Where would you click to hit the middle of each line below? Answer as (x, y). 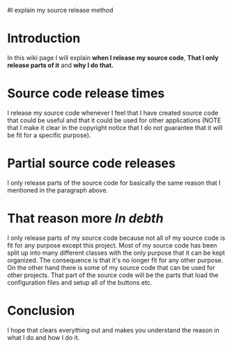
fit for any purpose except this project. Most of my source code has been (112, 245)
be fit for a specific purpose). (49, 135)
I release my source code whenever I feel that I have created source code (113, 113)
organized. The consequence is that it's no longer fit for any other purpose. (115, 260)
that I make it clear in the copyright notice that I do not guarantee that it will (115, 127)
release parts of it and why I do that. (60, 65)
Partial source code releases (91, 163)
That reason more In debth (85, 218)
